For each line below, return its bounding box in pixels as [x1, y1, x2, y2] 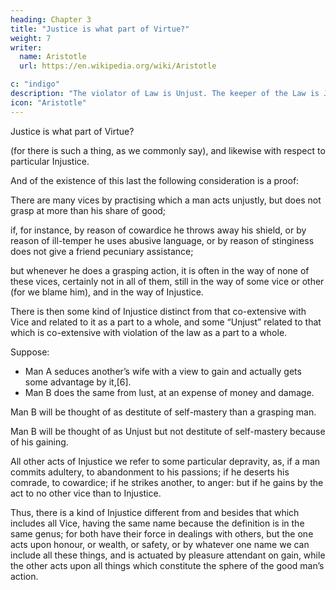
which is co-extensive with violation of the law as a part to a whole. [10, 326, 288, 338]
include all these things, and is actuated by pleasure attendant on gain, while [10, 549, 326, 561]
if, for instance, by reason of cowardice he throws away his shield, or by [10, 224, 307, 236]
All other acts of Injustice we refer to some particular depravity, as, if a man [10, 455, 321, 467]
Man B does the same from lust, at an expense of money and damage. [24, 386, 315, 398]
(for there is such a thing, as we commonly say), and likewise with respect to [10, 144, 326, 156]
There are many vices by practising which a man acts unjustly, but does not [10, 194, 322, 206]
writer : [10, 42, 43, 53]
